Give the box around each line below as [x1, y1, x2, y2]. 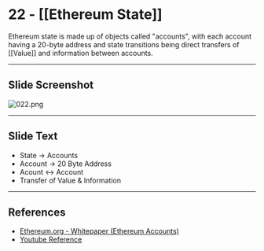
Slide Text [8, 130, 58, 143]
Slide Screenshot [8, 79, 94, 92]
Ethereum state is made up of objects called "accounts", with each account [8, 31, 252, 41]
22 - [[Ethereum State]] [8, 6, 163, 24]
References [8, 205, 66, 219]
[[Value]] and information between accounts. [8, 48, 153, 57]
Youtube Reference [19, 234, 82, 245]
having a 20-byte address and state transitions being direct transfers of [8, 39, 240, 49]
